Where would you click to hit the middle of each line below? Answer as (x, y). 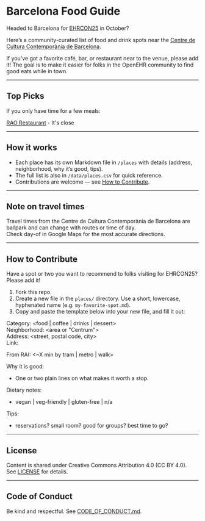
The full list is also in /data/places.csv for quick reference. (89, 175)
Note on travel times (45, 207)
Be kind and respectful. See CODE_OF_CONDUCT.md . (74, 511)
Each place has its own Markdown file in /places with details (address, (104, 162)
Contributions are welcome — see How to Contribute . (82, 182)
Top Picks (25, 96)
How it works (32, 148)
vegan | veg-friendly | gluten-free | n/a (64, 402)
